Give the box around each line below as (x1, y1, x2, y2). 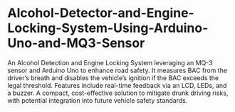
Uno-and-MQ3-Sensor (7, 35, 145, 51)
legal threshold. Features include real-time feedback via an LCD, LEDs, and (7, 81, 227, 89)
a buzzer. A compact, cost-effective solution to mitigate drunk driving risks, (7, 89, 229, 97)
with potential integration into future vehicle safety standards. (7, 96, 188, 104)
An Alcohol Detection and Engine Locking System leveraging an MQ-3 (7, 58, 213, 67)
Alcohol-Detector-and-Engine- (7, 5, 194, 21)
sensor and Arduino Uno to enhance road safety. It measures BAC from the (7, 66, 228, 74)
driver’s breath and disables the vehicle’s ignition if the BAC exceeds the (7, 73, 219, 82)
